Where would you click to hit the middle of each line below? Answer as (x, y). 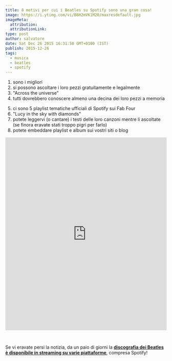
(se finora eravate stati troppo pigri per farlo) (60, 125)
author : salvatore (25, 39)
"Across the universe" (36, 93)
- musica (19, 58)
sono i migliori (27, 82)
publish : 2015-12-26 (27, 48)
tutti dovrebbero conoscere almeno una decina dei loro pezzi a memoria (89, 99)
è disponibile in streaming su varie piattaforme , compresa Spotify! (77, 353)
